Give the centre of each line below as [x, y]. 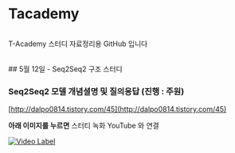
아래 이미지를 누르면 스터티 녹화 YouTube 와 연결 [84, 126]
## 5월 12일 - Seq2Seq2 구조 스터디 [66, 69]
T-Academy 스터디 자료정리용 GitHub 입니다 [78, 44]
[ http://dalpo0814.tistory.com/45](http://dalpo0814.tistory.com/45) [117, 109]
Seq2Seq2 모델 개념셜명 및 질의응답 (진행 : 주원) [96, 91]
